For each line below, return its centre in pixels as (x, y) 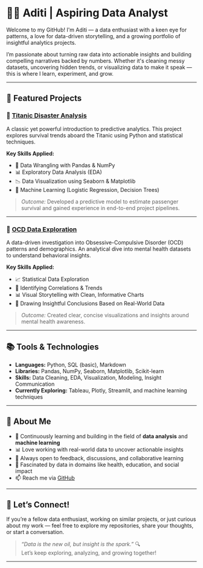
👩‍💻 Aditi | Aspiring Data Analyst (87, 13)
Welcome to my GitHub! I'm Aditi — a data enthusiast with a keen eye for (97, 30)
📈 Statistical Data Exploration (52, 279)
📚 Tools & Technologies (53, 347)
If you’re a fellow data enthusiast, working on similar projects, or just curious (101, 519)
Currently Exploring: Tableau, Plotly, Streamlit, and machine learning (101, 390)
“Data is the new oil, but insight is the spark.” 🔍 (81, 544)
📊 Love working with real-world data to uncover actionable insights (99, 449)
